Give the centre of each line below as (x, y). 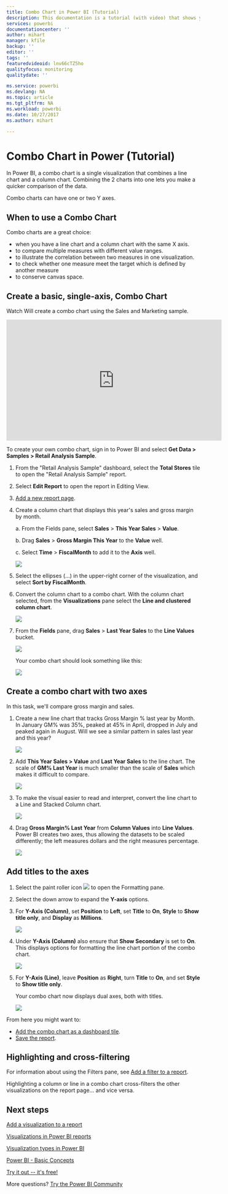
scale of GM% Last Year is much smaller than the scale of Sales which (105, 768)
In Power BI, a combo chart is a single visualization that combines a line (97, 173)
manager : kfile (26, 41)
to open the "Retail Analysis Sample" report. (71, 474)
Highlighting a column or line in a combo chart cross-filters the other (93, 1084)
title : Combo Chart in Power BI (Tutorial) (63, 12)
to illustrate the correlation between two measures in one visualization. (105, 257)
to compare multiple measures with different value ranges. (89, 251)
